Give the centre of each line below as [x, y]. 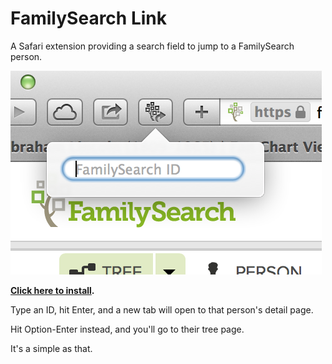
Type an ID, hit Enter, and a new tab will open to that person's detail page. [162, 309]
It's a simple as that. [51, 348]
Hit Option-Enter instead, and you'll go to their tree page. [127, 329]
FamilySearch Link [88, 18]
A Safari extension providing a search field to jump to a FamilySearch [152, 46]
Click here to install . [52, 290]
